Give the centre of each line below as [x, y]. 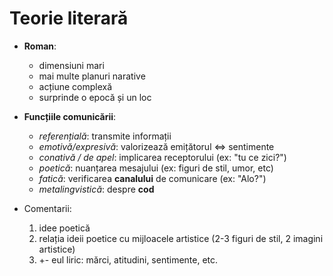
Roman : [40, 46]
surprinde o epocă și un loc [95, 97]
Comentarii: [47, 208]
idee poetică [64, 228]
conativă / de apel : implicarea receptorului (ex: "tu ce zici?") [162, 157]
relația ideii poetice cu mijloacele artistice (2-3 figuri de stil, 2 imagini [181, 238]
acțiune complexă [75, 86]
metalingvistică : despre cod [96, 189]
